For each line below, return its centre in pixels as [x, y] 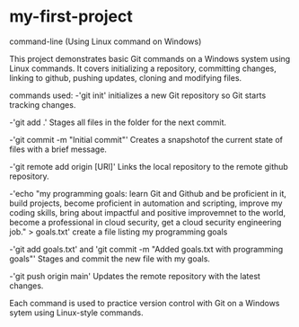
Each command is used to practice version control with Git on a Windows [145, 303]
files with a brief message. [58, 149]
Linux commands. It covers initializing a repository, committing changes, [143, 68]
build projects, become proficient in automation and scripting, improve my [146, 203]
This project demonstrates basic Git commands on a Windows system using [150, 58]
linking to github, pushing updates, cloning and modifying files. [126, 77]
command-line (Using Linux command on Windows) [106, 41]
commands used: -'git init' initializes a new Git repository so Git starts [138, 95]
